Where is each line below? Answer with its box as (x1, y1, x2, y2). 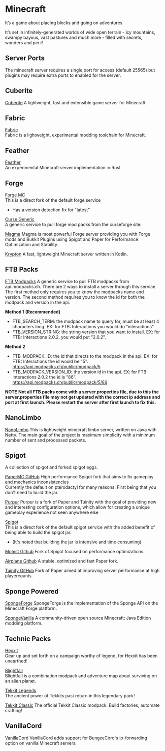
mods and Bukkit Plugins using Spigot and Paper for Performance (5, 236, 138, 242)
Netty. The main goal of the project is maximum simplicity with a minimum (5, 432, 155, 438)
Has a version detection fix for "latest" (12, 207, 90, 213)
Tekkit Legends (5, 688, 36, 693)
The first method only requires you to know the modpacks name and (5, 289, 144, 295)
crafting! (5, 708, 22, 714)
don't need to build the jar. (5, 490, 59, 496)
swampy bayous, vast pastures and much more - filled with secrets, (5, 34, 143, 40)
